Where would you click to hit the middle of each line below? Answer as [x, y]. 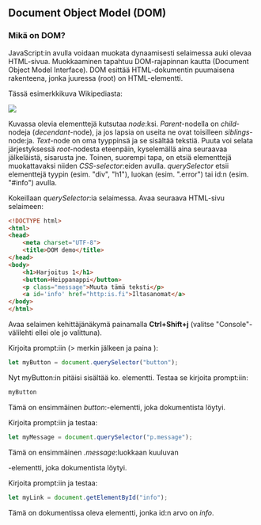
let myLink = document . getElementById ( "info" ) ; [88, 497]
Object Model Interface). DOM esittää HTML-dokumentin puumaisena [121, 70]
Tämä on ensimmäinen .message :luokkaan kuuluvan [94, 452]
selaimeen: [26, 206]
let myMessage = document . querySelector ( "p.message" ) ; [100, 437]
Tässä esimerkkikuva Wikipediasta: [65, 93]
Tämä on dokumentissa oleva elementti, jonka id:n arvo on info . [111, 512]
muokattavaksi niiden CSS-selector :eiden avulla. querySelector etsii [119, 165]
